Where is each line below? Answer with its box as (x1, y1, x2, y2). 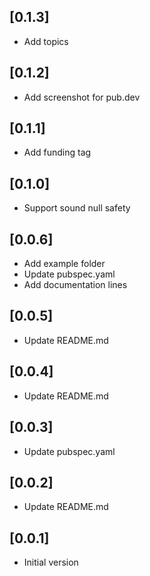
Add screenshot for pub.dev (23, 91, 141, 103)
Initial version (23, 556, 79, 569)
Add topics (23, 35, 69, 47)
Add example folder (23, 258, 106, 270)
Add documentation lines (23, 279, 128, 291)
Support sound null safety (23, 202, 131, 214)
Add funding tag (23, 146, 92, 159)
